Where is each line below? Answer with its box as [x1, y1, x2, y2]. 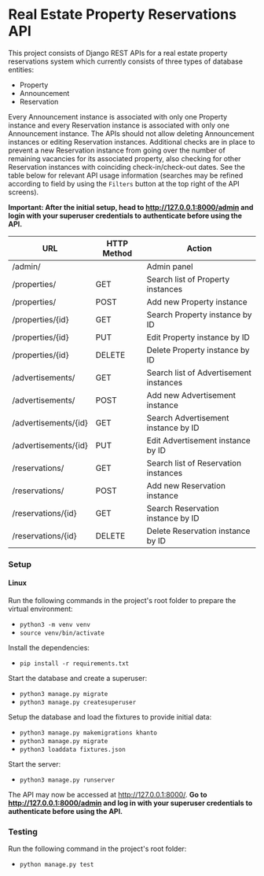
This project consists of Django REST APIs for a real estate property [8, 48, 228, 57]
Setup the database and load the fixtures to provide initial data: [8, 712, 212, 722]
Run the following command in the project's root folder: [8, 844, 187, 854]
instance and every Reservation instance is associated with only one [8, 120, 230, 130]
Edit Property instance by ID [146, 332, 250, 343]
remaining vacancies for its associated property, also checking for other [8, 153, 241, 163]
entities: [8, 64, 34, 74]
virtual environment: [8, 604, 73, 614]
